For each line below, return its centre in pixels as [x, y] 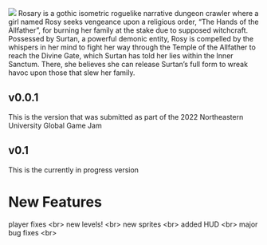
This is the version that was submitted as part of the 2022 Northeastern [126, 117]
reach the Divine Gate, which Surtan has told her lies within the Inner [121, 55]
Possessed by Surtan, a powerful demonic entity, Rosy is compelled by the [131, 39]
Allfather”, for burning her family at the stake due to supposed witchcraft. [128, 30]
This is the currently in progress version [74, 170]
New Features [55, 202]
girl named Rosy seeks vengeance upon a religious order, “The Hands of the [133, 22]
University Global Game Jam [55, 125]
